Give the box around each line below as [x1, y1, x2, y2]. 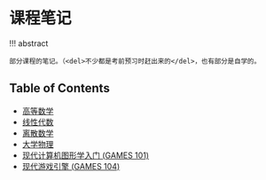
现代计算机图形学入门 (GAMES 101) [21, 150, 149, 160]
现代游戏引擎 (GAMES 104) [21, 160, 121, 171]
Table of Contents [9, 81, 111, 96]
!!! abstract [9, 37, 49, 49]
